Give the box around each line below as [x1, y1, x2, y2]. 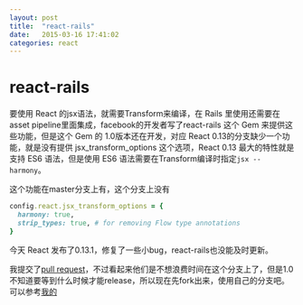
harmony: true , [17, 210, 75, 219]
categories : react [9, 38, 79, 48]
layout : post [9, 13, 59, 23]
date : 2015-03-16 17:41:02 [9, 30, 119, 39]
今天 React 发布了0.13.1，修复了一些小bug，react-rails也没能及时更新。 [9, 245, 273, 255]
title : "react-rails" [9, 22, 95, 31]
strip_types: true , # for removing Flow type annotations [17, 218, 241, 227]
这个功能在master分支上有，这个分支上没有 [9, 184, 170, 195]
